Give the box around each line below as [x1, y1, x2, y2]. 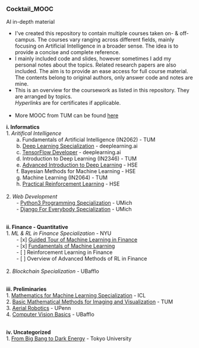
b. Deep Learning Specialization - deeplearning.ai [16, 142, 138, 150]
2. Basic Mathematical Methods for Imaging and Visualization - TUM [6, 298, 173, 305]
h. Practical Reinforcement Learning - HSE [16, 180, 120, 187]
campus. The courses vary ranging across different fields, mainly [14, 36, 175, 43]
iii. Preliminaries [6, 286, 47, 293]
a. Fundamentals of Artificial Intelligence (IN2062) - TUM [16, 136, 156, 143]
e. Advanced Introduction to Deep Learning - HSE [16, 161, 138, 168]
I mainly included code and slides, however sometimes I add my [14, 55, 172, 62]
